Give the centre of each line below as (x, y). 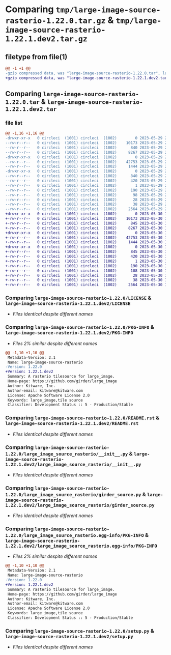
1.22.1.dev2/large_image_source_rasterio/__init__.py (73, 464)
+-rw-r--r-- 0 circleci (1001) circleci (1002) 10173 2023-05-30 (84, 219)
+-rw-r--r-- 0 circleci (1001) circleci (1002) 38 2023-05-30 (84, 280)
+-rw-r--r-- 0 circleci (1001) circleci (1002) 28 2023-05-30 (84, 275)
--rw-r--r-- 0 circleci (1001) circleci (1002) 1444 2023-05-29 (84, 166)
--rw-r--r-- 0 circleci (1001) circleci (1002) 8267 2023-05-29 (84, 152)
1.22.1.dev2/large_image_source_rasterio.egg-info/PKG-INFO (81, 546)
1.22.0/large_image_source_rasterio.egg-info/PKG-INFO (75, 536)
